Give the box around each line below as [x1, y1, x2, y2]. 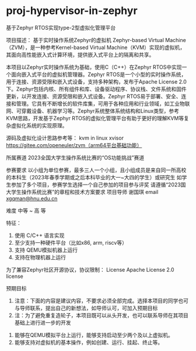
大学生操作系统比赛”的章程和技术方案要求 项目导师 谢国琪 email [6, 188, 159, 195]
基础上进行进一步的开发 [14, 319, 71, 326]
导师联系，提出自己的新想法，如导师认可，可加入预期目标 [19, 304, 158, 311]
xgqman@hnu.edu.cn [6, 194, 58, 202]
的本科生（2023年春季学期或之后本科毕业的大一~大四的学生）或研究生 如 [6, 173, 182, 180]
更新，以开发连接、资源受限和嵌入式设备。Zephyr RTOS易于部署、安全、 [6, 92, 182, 100]
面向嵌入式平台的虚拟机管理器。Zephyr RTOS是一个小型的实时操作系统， [10, 71, 187, 78]
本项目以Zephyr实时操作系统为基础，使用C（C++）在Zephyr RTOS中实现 [6, 63, 182, 71]
